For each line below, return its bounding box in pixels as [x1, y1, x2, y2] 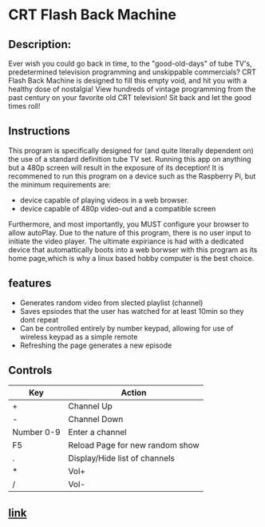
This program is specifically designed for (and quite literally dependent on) [8, 146, 254, 155]
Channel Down [68, 414, 124, 425]
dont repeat [19, 315, 59, 324]
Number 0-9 [12, 427, 61, 438]
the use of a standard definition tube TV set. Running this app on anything [8, 154, 251, 163]
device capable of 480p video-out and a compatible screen [19, 203, 216, 213]
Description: [8, 38, 72, 51]
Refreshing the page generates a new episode [19, 340, 172, 350]
